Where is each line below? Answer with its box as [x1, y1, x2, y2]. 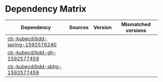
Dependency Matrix [5, 3, 86, 15]
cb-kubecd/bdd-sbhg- [7, 63, 62, 70]
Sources [69, 24, 89, 31]
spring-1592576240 [7, 41, 57, 48]
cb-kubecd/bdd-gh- [7, 49, 57, 56]
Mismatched [121, 21, 151, 28]
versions [126, 27, 147, 33]
